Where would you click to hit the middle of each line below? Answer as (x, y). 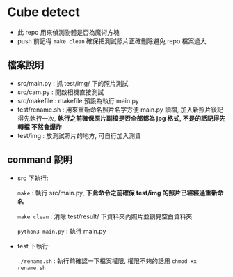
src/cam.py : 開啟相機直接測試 (61, 92)
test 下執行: (34, 246)
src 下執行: (33, 178)
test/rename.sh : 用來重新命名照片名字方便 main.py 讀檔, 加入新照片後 (117, 110)
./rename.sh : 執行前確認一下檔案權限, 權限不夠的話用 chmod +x (107, 261)
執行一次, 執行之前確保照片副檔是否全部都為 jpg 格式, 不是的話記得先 (128, 118)
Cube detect (43, 12)
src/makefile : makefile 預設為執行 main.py (78, 100)
